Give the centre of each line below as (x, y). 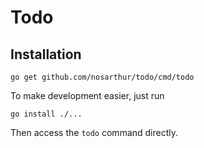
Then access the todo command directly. (94, 132)
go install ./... (46, 114)
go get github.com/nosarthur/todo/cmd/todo (102, 77)
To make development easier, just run (87, 95)
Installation (46, 54)
